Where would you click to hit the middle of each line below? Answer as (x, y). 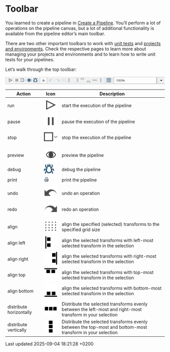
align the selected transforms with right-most (109, 256)
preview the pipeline (83, 155)
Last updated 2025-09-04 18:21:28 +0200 (49, 344)
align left (16, 243)
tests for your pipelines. (30, 59)
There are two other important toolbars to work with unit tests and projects (83, 43)
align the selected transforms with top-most (108, 272)
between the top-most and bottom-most (104, 327)
